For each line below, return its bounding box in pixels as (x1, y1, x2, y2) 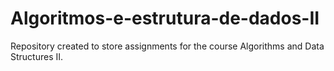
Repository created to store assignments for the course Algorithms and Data (10, 40, 325, 52)
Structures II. (10, 50, 64, 62)
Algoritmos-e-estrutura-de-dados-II (10, 7, 320, 30)
